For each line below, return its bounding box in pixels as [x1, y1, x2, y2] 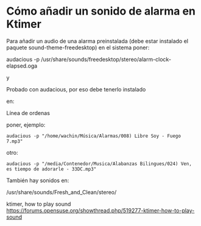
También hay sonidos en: [6, 177, 69, 184]
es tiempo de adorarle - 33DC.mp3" [6, 166, 97, 172]
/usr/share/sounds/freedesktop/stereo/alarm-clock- [40, 55, 172, 63]
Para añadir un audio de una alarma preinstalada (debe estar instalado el [6, 37, 189, 44]
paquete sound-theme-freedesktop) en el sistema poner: [6, 44, 150, 51]
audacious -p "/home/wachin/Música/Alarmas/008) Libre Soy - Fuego [6, 133, 182, 139]
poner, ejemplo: [6, 121, 46, 129]
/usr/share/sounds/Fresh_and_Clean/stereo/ [6, 188, 117, 196]
